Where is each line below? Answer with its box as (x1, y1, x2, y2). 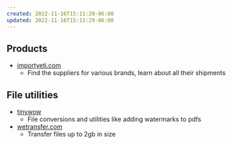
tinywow (16, 108, 42, 116)
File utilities (6, 89, 58, 101)
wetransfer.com (16, 123, 63, 131)
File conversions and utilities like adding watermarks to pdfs (27, 115, 201, 123)
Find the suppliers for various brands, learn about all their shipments (27, 69, 226, 77)
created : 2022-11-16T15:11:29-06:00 (6, 10, 114, 18)
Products (6, 43, 48, 55)
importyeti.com (16, 61, 61, 70)
